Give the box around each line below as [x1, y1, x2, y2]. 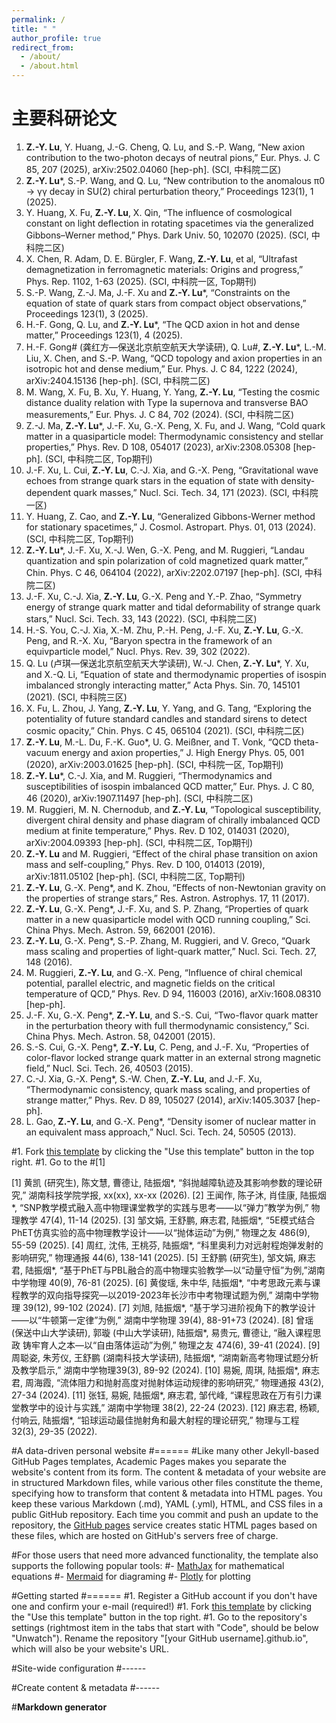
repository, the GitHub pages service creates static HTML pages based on [11, 1519, 318, 1531]
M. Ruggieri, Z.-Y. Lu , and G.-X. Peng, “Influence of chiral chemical [25, 966, 303, 978]
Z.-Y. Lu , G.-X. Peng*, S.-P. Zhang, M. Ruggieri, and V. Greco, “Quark [25, 934, 311, 946]
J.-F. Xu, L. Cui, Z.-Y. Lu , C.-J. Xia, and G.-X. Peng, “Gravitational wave [25, 464, 319, 476]
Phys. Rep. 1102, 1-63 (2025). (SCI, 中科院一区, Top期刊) [25, 275, 258, 287]
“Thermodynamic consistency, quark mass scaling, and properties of [25, 1083, 311, 1095]
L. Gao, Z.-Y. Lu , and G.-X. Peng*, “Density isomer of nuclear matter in [25, 1115, 317, 1127]
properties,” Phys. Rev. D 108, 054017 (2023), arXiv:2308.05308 [25, 441, 291, 453]
